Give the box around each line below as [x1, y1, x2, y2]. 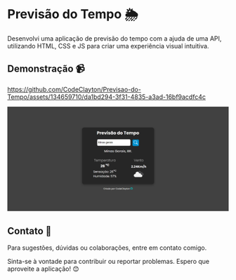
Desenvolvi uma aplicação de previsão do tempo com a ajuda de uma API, [7, 34, 222, 43]
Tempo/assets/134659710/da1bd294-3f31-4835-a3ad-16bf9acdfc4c [7, 93, 206, 101]
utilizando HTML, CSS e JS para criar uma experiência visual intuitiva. [7, 41, 209, 50]
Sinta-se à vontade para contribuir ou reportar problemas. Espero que [7, 258, 209, 266]
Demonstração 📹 [7, 63, 85, 75]
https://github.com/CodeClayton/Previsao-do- [7, 85, 142, 93]
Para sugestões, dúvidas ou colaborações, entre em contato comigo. [7, 244, 207, 252]
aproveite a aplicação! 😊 [7, 265, 79, 273]
